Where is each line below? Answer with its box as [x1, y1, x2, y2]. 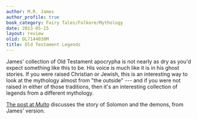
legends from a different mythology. [6, 89, 94, 97]
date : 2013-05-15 [6, 25, 49, 31]
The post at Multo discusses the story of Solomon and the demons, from [6, 101, 184, 108]
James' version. [6, 107, 46, 114]
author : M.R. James [6, 8, 55, 15]
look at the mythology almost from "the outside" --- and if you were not [6, 76, 181, 83]
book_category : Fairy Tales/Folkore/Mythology [6, 20, 123, 25]
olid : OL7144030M [6, 36, 49, 42]
